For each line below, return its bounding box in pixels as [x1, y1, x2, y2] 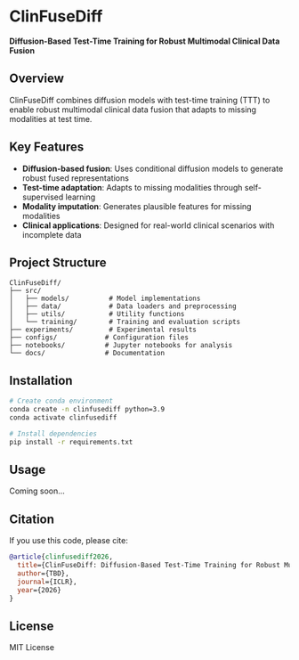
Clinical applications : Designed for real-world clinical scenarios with [21, 220, 275, 231]
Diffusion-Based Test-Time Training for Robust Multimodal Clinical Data [9, 36, 280, 46]
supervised [21, 191, 64, 202]
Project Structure [9, 255, 107, 270]
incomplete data [21, 229, 82, 240]
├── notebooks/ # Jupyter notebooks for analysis [9, 341, 233, 350]
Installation [9, 372, 73, 388]
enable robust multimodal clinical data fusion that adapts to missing [9, 104, 256, 115]
